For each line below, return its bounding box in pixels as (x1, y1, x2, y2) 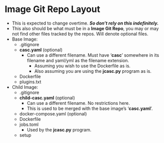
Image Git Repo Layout (4, 4, 100, 15)
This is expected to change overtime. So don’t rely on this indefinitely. (11, 20, 159, 26)
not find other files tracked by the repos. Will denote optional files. (11, 31, 148, 37)
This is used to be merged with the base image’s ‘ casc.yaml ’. (26, 105, 153, 111)
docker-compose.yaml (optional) (19, 110, 87, 116)
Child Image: (11, 84, 38, 90)
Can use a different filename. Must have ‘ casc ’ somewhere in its (26, 52, 159, 58)
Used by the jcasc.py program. (26, 126, 91, 132)
